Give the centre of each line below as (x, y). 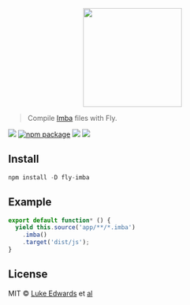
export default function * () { (60, 220)
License (28, 275)
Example (30, 202)
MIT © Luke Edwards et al (50, 293)
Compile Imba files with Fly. (72, 118)
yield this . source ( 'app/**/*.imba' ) (75, 228)
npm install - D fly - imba (49, 177)
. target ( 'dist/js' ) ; (56, 243)
